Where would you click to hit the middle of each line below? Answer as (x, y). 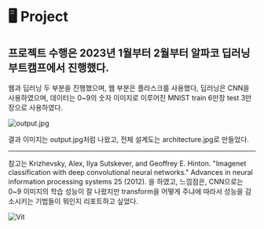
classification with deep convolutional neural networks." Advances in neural (131, 172)
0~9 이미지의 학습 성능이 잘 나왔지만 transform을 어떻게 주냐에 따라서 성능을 (126, 191)
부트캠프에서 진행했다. (59, 68)
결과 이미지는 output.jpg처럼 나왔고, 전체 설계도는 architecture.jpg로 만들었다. (129, 139)
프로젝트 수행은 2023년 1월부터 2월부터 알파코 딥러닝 (129, 53)
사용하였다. (46, 107)
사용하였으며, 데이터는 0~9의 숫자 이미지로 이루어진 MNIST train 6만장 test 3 (127, 98)
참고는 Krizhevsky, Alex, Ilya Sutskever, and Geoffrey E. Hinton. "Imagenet (127, 164)
